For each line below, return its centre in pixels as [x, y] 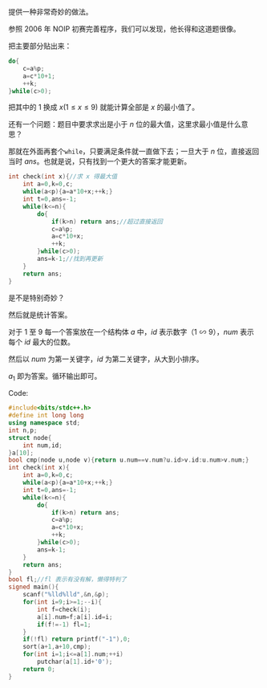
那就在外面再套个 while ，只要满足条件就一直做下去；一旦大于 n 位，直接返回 [133, 152]
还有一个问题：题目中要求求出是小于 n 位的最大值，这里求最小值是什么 [125, 124]
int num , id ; [42, 445]
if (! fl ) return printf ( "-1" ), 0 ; [77, 639]
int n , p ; [23, 430]
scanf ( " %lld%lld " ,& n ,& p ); [66, 595]
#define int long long [46, 416]
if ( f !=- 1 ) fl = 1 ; [64, 625]
